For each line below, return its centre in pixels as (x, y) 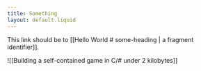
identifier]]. (23, 47)
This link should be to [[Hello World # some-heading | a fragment (100, 39)
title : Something (32, 13)
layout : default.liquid (42, 20)
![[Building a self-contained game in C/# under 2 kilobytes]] (93, 60)
